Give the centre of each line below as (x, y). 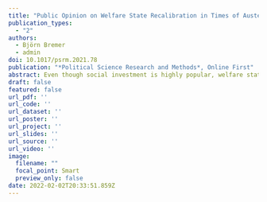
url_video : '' (32, 149)
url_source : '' (33, 141)
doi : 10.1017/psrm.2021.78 (53, 60)
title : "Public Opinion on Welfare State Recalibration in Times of (124, 16)
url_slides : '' (33, 134)
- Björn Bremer (41, 45)
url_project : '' (35, 126)
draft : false (30, 82)
